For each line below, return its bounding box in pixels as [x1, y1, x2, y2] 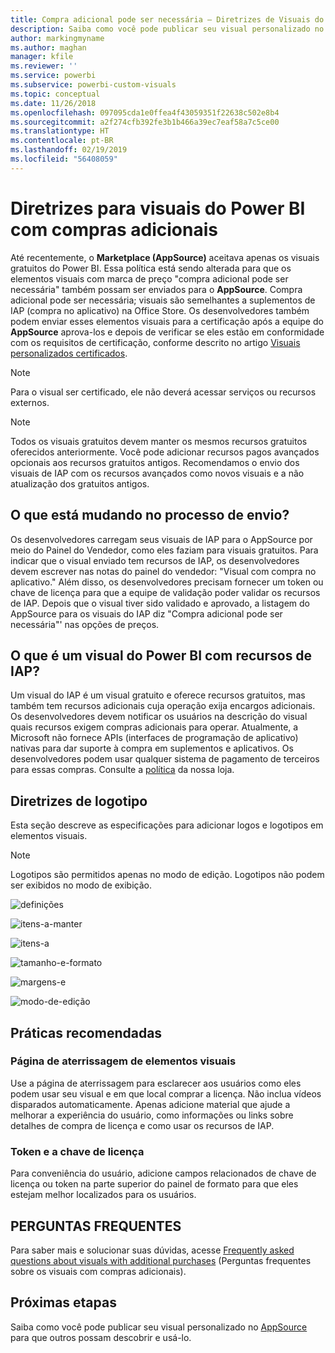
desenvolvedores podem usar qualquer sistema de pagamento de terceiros [10, 753, 320, 765]
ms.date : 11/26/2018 [10, 98, 97, 108]
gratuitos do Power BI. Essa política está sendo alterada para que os [10, 262, 292, 274]
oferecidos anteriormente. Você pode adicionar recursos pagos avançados [10, 446, 320, 458]
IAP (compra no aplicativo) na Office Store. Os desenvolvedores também [10, 304, 310, 316]
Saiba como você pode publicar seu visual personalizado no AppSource [10, 1321, 308, 1333]
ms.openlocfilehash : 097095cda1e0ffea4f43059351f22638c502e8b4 [10, 107, 280, 118]
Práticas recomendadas [10, 1024, 163, 1041]
